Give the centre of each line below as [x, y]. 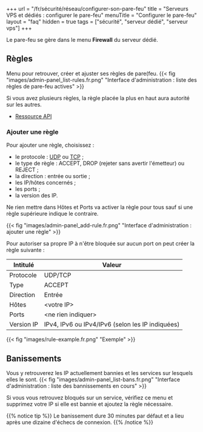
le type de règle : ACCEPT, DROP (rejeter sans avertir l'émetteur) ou [100, 164]
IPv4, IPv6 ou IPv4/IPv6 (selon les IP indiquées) [112, 325]
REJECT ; [27, 170]
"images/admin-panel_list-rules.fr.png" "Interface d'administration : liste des [101, 80]
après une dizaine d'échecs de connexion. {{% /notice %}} [80, 422]
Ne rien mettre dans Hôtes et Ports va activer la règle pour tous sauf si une [100, 207]
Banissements [34, 358]
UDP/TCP [58, 275]
